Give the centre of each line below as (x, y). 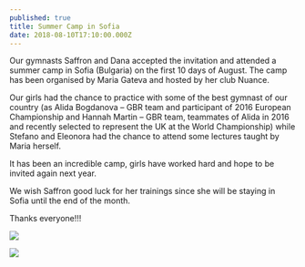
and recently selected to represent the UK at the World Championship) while (152, 127)
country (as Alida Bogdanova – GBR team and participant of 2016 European (150, 108)
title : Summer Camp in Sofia (65, 26)
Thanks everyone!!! (46, 219)
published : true (40, 18)
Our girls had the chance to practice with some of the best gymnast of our (149, 98)
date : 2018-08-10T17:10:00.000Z (71, 35)
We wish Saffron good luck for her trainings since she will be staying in (142, 191)
